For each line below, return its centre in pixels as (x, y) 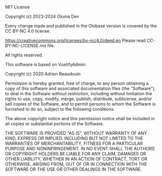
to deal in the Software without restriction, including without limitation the (79, 94)
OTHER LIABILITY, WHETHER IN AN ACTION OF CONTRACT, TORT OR (76, 159)
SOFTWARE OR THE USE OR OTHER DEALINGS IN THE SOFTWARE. (73, 169)
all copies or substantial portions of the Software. (54, 124)
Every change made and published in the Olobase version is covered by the (81, 26)
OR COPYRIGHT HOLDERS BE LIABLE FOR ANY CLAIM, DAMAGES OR (76, 154)
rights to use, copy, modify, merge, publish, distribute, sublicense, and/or (79, 99)
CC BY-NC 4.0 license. (28, 31)
